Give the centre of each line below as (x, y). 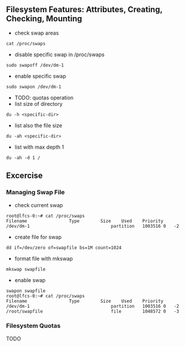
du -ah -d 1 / (23, 157)
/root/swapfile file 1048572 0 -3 (93, 311)
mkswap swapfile (26, 269)
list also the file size (38, 125)
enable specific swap (40, 76)
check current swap (39, 205)
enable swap (30, 280)
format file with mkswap (44, 258)
